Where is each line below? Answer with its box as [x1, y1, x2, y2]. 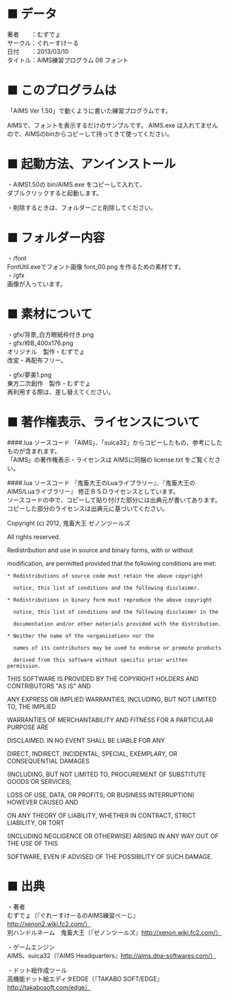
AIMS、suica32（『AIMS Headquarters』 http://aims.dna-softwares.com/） [7, 951, 217, 960]
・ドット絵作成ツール [7, 966, 67, 974]
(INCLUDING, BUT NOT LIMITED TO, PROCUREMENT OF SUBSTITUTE [7, 770, 206, 779]
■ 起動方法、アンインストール [7, 156, 176, 172]
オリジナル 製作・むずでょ [7, 347, 85, 355]
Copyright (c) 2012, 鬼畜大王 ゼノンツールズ [7, 519, 131, 527]
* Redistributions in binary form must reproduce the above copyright [7, 596, 213, 604]
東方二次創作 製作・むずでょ [7, 379, 91, 388]
